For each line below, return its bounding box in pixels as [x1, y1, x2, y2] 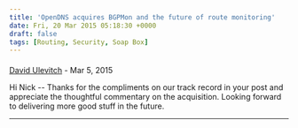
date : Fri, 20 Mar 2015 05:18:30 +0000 [9, 21, 157, 30]
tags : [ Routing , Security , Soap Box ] [9, 37, 149, 47]
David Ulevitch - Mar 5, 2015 [9, 64, 114, 75]
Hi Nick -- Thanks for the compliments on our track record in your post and [9, 81, 284, 93]
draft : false [9, 29, 58, 38]
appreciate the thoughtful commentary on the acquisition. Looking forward [9, 91, 282, 102]
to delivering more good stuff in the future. [9, 101, 165, 111]
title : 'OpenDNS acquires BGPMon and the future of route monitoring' [9, 12, 276, 22]
